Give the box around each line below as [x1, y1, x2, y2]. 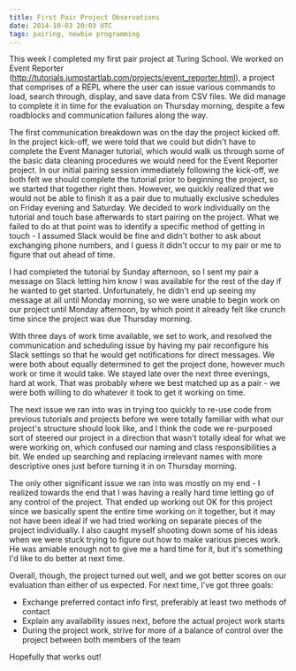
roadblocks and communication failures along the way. [9, 110, 209, 120]
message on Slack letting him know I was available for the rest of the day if [9, 276, 282, 287]
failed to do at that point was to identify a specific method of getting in [9, 221, 265, 232]
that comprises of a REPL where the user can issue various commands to [9, 81, 276, 93]
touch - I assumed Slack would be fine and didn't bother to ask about [9, 231, 262, 242]
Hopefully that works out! [9, 652, 102, 662]
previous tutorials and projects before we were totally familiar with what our [9, 413, 285, 425]
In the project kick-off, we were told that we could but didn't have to [9, 136, 256, 147]
